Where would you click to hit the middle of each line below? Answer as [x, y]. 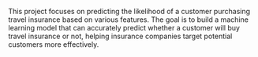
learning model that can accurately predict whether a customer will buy [124, 28]
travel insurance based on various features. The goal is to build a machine [128, 20]
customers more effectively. [54, 45]
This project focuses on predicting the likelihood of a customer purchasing [129, 11]
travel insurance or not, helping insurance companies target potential [120, 36]
